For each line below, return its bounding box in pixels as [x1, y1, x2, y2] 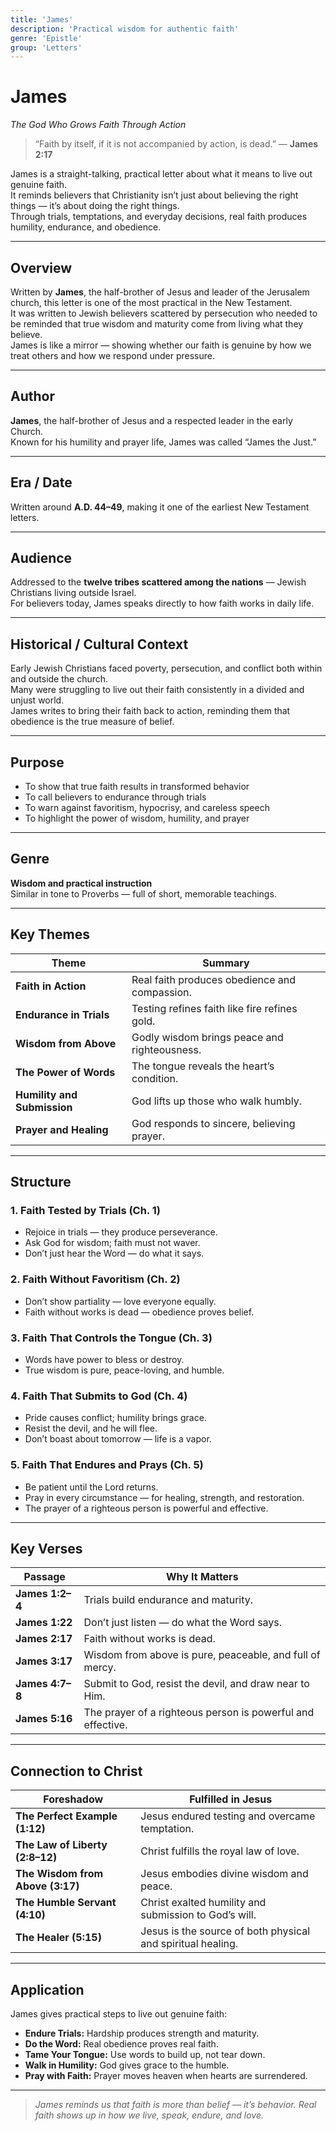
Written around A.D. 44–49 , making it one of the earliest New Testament [10, 501, 310, 513]
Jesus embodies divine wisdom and [140, 1867, 309, 1881]
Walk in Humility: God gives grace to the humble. [24, 2059, 230, 2071]
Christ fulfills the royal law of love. [140, 1844, 300, 1858]
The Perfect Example [15, 1809, 118, 1823]
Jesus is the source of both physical [140, 1924, 311, 1938]
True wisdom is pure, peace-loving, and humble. [24, 1364, 225, 1376]
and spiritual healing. [140, 1937, 239, 1951]
